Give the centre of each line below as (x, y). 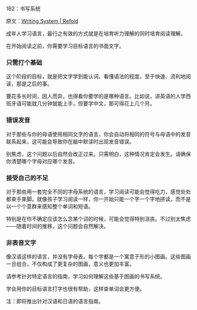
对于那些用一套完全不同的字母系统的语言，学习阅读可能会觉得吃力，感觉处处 (98, 192)
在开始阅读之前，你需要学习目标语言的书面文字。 (65, 46)
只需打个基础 (24, 62)
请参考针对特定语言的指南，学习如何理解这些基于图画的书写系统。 (86, 277)
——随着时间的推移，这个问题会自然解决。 (57, 226)
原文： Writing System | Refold (42, 21)
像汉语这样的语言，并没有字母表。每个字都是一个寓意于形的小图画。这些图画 (98, 257)
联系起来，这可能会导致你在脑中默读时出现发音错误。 (70, 141)
